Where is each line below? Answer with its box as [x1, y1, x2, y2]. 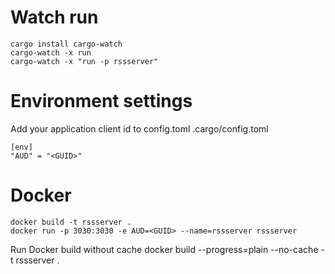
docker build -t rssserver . [10, 217, 132, 227]
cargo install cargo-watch [10, 39, 123, 49]
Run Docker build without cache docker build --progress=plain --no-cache [10, 243, 319, 255]
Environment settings [10, 90, 193, 113]
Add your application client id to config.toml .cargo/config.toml [10, 122, 269, 135]
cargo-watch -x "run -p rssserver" [10, 56, 159, 66]
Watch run [10, 6, 99, 29]
